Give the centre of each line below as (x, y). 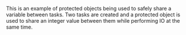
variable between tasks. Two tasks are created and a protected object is (93, 15)
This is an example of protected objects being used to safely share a (89, 8)
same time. (20, 27)
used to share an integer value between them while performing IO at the (93, 21)
